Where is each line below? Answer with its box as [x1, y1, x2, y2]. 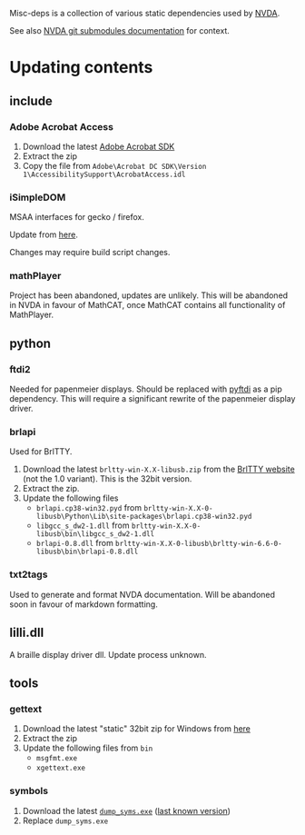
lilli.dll [9, 625, 44, 641]
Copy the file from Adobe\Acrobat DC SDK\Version [22, 160, 207, 171]
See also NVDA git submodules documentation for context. [9, 25, 230, 35]
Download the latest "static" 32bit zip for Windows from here [22, 723, 251, 734]
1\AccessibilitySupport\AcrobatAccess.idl [22, 170, 186, 179]
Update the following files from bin [22, 742, 153, 753]
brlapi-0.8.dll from [35, 538, 113, 549]
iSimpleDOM [9, 191, 66, 204]
